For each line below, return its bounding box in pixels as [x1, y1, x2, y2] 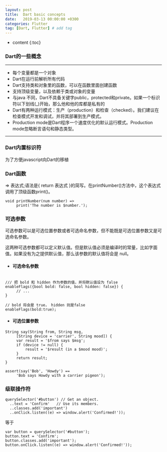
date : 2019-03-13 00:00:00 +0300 [5, 16, 79, 21]
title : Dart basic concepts [5, 12, 66, 17]
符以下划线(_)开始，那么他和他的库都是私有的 [12, 101, 105, 107]
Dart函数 [5, 170, 26, 177]
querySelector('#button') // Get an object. [5, 397, 99, 402]
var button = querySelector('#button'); [5, 430, 90, 435]
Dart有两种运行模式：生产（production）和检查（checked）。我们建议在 [12, 107, 159, 113]
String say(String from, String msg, [5, 329, 83, 334]
